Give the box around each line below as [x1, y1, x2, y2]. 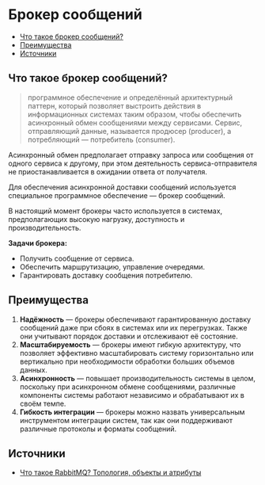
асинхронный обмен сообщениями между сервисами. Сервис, [27, 117, 243, 128]
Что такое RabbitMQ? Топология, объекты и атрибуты [19, 468, 202, 477]
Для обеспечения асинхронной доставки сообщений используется [8, 182, 237, 192]
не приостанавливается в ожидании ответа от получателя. [8, 166, 208, 176]
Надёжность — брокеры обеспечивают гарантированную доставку [19, 315, 252, 324]
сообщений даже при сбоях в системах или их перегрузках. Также [19, 323, 248, 332]
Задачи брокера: [8, 238, 67, 247]
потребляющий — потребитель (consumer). [27, 135, 176, 144]
